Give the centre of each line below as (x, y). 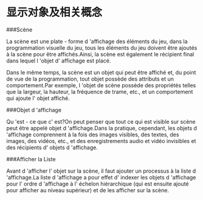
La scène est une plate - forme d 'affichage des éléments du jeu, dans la (97, 41)
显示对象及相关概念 (54, 12)
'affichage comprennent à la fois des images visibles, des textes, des (93, 135)
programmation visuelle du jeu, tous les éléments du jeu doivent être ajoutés (102, 48)
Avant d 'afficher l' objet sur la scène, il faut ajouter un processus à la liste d (101, 171)
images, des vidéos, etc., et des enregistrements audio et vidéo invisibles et (101, 141)
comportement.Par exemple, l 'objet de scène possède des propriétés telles (101, 85)
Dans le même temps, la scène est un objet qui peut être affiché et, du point (101, 72)
